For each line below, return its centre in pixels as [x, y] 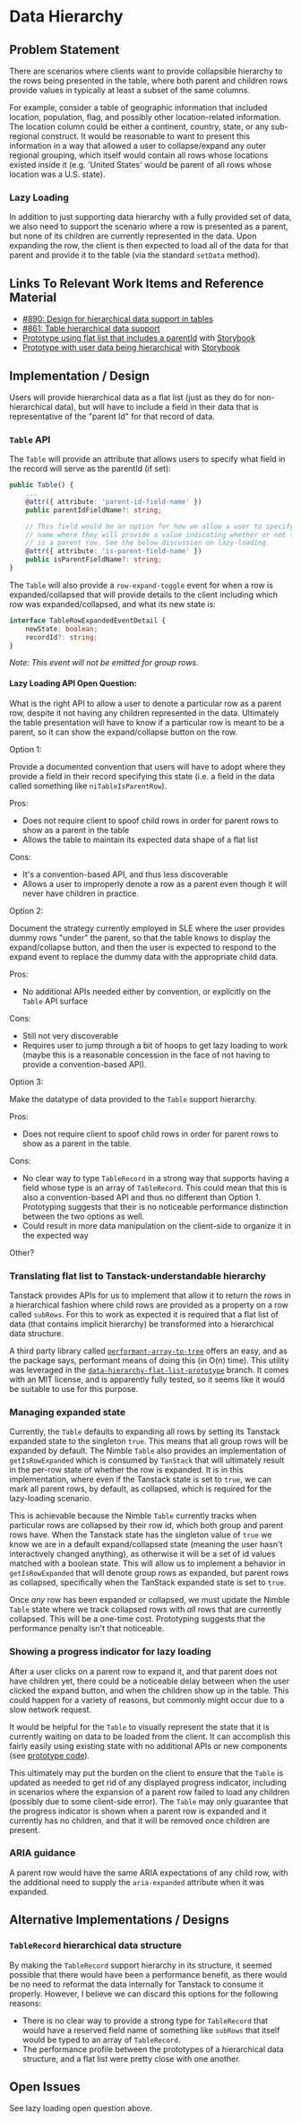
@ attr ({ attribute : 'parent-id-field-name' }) [114, 501]
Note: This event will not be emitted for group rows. [104, 663]
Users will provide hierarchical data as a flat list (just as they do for [132, 397]
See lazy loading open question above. [81, 2109]
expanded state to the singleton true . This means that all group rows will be [149, 1441]
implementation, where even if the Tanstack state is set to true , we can [140, 1479]
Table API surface [55, 1001]
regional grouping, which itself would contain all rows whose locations [139, 155]
